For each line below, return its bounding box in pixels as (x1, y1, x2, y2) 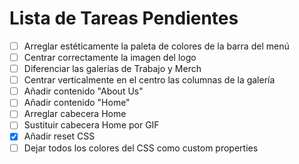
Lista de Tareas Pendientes (9, 7, 239, 30)
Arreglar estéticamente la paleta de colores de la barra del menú (23, 40, 290, 52)
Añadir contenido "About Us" (23, 85, 144, 97)
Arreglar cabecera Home (23, 108, 127, 120)
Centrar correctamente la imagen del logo (23, 52, 197, 63)
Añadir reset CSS (23, 130, 96, 142)
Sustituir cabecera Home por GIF (23, 119, 160, 131)
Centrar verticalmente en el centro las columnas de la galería (23, 74, 276, 86)
